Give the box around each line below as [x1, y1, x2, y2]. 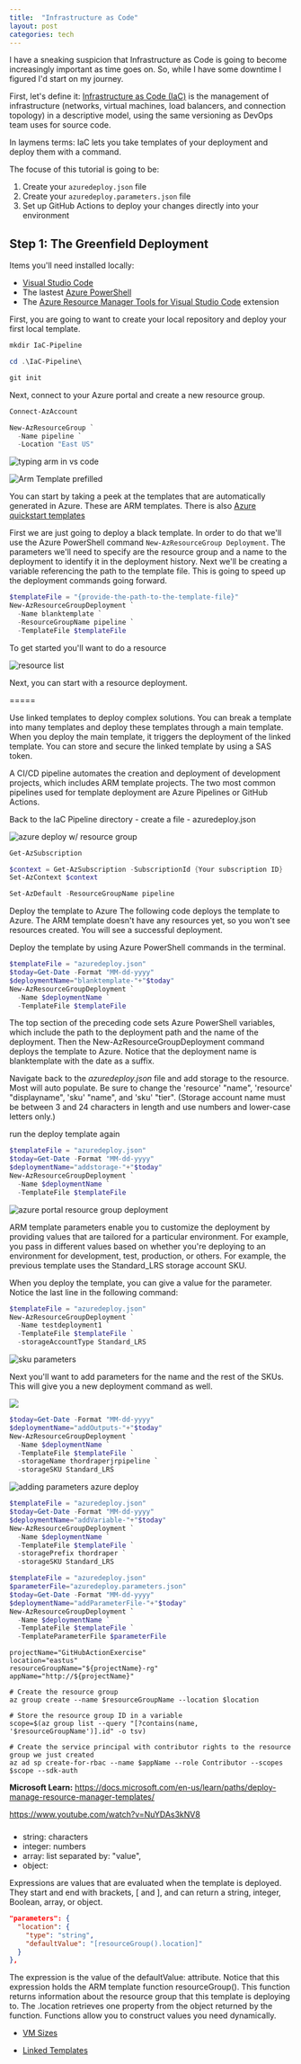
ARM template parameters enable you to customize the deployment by [9, 1222, 270, 1232]
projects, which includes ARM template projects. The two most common [9, 777, 276, 787]
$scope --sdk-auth [9, 1766, 78, 1775]
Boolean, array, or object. [9, 1897, 103, 1908]
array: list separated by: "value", [22, 1851, 142, 1862]
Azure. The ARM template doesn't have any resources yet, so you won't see [9, 915, 290, 926]
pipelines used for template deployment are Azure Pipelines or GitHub [9, 787, 268, 797]
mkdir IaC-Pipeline [9, 341, 83, 351]
